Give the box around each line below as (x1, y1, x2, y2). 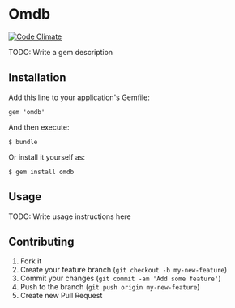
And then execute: (8, 122, 70, 132)
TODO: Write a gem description (8, 47, 113, 57)
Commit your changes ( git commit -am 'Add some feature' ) (19, 273, 221, 284)
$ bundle (8, 138, 38, 146)
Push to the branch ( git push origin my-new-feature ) (19, 282, 200, 292)
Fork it (19, 256, 42, 266)
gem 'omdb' (8, 108, 45, 116)
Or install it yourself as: (8, 152, 85, 162)
